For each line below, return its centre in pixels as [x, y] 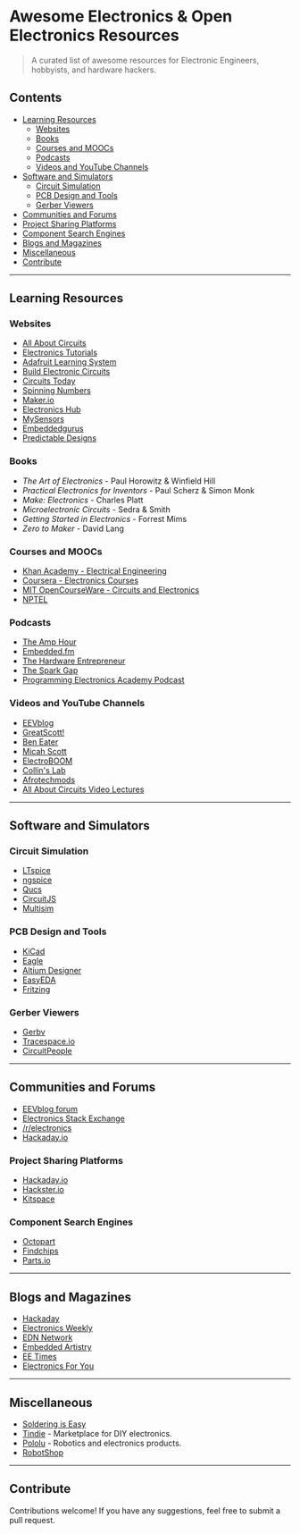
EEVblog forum [50, 1108]
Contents [36, 98]
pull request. [32, 1520]
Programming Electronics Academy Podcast [103, 680]
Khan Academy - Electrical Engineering [94, 571]
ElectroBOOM [47, 761]
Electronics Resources [95, 35]
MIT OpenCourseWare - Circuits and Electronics [111, 590]
